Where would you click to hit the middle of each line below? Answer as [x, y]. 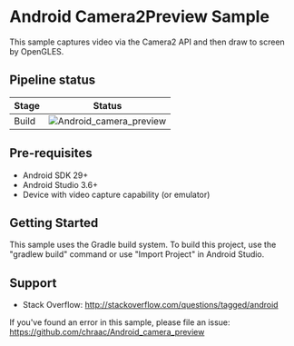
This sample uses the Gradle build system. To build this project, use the [143, 245]
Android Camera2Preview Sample [140, 17]
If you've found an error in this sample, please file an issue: [120, 322]
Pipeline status [53, 80]
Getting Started [54, 223]
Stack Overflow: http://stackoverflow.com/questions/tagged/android [150, 305]
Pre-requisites [51, 153]
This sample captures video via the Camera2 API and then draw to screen [147, 42]
